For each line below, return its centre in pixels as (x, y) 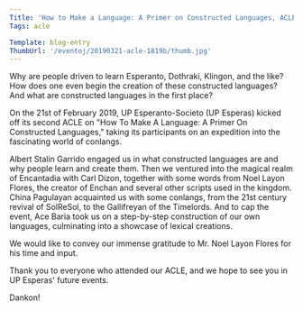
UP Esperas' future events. (59, 280)
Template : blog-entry (50, 42)
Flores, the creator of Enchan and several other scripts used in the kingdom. (151, 188)
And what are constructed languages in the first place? (111, 96)
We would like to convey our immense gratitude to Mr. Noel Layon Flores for (150, 243)
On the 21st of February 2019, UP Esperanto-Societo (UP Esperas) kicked (145, 113)
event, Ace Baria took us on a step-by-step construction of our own (135, 216)
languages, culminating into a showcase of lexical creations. (121, 226)
